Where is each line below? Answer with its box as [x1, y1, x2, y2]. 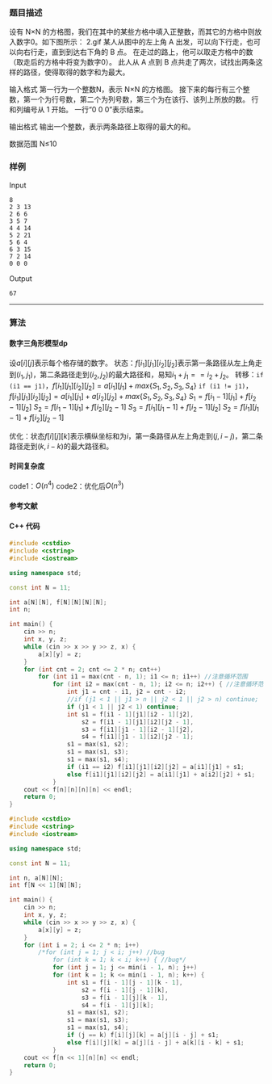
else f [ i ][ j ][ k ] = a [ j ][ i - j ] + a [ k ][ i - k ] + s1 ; [66, 1038, 245, 1047]
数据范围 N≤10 [9, 139, 57, 149]
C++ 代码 [9, 521, 40, 531]
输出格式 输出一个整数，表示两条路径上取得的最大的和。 [9, 122, 195, 132]
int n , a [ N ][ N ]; [9, 874, 64, 882]
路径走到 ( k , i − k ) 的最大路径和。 [9, 441, 114, 451]
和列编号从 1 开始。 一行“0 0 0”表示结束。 [9, 105, 149, 115]
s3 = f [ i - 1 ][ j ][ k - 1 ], [81, 994, 169, 1002]
